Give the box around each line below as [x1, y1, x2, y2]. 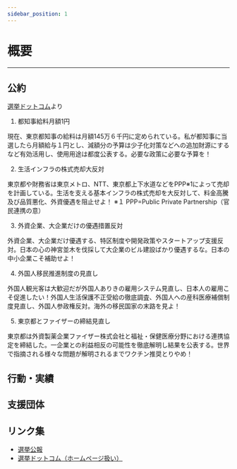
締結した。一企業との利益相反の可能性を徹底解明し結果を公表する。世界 [19, 341, 230, 349]
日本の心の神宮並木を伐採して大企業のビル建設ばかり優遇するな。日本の [19, 245, 230, 254]
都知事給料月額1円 [17, 117, 71, 126]
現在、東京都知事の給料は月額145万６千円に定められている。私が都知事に [7, 132, 221, 141]
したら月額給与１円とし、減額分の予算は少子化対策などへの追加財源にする [13, 141, 230, 149]
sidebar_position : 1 [7, 10, 68, 18]
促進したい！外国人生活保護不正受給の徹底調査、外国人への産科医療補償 [13, 293, 224, 301]
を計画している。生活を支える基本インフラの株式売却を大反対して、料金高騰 [7, 189, 229, 197]
